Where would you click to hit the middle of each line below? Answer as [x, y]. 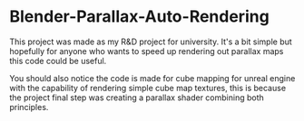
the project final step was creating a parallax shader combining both [137, 98]
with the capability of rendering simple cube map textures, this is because [148, 88]
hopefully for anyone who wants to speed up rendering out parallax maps [147, 51]
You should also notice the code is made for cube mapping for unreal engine [152, 78]
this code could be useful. [58, 60]
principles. [29, 107]
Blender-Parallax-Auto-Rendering [139, 17]
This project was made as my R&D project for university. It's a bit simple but [151, 42]
